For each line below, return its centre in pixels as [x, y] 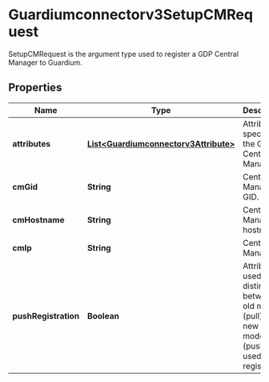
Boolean [103, 316]
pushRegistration [46, 316]
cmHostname [38, 219]
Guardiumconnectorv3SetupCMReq [131, 15]
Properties [35, 88]
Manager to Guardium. [45, 62]
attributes [31, 143]
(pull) [253, 316]
